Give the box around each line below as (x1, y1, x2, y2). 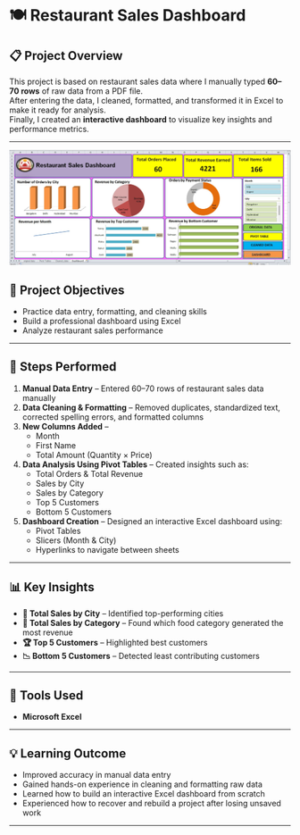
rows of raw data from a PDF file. (21, 86, 144, 96)
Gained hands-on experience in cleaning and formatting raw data (21, 779, 263, 789)
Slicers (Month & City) (35, 535, 117, 546)
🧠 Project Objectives (9, 282, 125, 297)
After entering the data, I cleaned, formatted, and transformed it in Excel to (9, 96, 284, 105)
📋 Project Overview (9, 48, 123, 63)
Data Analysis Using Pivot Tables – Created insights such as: (21, 459, 249, 470)
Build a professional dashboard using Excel (21, 316, 181, 327)
